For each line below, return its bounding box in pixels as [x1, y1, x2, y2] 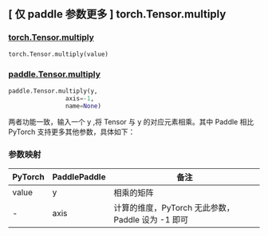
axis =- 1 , [65, 94, 94, 102]
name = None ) [65, 102, 102, 110]
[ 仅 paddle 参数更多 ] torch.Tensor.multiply [8, 7, 227, 22]
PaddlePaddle [52, 171, 106, 182]
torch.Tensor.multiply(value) [8, 50, 109, 58]
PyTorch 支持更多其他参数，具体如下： [8, 127, 136, 137]
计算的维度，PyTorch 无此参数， [113, 202, 235, 213]
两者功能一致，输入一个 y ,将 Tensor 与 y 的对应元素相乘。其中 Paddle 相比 [8, 117, 254, 127]
